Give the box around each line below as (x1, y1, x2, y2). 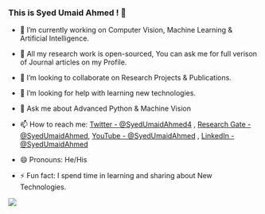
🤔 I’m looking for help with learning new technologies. (19, 88, 197, 98)
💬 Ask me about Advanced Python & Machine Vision (19, 103, 191, 114)
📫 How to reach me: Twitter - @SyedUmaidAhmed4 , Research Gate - (19, 119, 251, 130)
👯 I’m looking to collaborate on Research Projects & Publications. (19, 73, 232, 83)
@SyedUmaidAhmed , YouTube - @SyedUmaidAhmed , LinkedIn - (19, 131, 235, 141)
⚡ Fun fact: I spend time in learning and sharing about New (19, 171, 212, 181)
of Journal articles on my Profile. (19, 57, 127, 67)
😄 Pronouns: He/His (19, 155, 88, 165)
